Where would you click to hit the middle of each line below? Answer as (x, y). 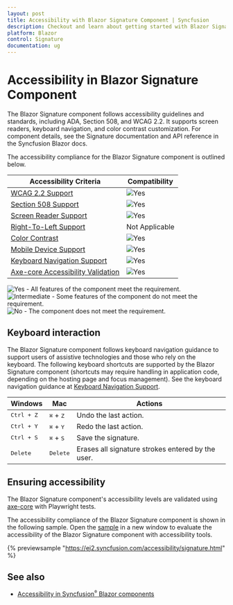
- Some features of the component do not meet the (124, 296)
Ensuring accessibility (57, 482)
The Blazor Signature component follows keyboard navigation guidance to (113, 349)
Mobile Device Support (48, 249)
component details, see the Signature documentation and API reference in (113, 136)
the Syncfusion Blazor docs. (48, 143)
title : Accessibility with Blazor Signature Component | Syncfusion (108, 20)
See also (26, 577)
